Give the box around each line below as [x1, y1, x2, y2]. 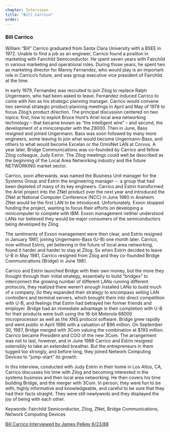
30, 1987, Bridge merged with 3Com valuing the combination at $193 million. [5, 327, 164, 333]
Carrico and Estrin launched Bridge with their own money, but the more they [5, 267, 164, 274]
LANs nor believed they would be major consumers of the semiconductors [5, 215, 161, 222]
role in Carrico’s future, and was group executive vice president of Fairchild [5, 72, 162, 78]
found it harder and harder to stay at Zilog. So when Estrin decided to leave [5, 247, 162, 253]
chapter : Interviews [5, 7, 49, 13]
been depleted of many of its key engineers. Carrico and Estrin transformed [5, 183, 163, 189]
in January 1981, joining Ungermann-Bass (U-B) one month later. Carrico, [5, 236, 158, 242]
